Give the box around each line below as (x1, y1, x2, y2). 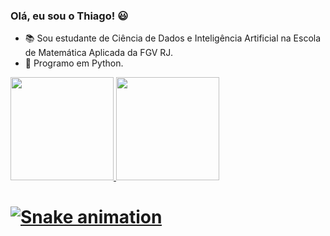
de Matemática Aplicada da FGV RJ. (24, 47, 173, 59)
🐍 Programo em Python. (24, 57, 124, 69)
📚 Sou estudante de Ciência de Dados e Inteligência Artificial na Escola (24, 32, 322, 44)
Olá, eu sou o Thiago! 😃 (10, 9, 129, 23)
